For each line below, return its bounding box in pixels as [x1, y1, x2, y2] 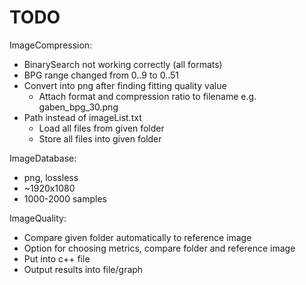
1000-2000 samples [23, 192, 107, 205]
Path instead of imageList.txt [23, 111, 142, 123]
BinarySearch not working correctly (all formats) [23, 58, 223, 70]
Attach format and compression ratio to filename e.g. [38, 90, 257, 102]
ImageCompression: [9, 39, 93, 51]
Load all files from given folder [38, 122, 165, 134]
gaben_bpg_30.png [38, 101, 119, 113]
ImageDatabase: [9, 152, 77, 164]
